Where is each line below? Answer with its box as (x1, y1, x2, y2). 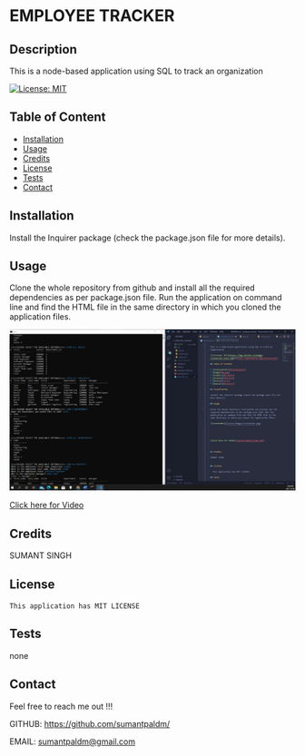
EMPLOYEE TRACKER (9, 5, 175, 26)
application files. (9, 311, 71, 322)
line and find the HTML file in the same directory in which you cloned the (9, 301, 281, 313)
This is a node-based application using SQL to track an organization (9, 65, 263, 76)
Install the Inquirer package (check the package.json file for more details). (9, 232, 286, 243)
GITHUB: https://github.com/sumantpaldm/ (9, 718, 171, 729)
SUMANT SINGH (9, 550, 73, 561)
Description (9, 42, 77, 57)
